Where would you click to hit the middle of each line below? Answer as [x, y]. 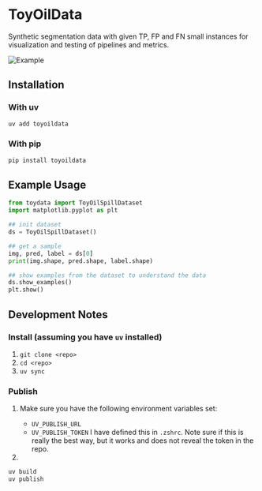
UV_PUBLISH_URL [56, 425]
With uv [24, 107]
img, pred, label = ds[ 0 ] [51, 253]
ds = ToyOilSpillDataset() [52, 232]
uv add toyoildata [38, 124]
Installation [36, 85]
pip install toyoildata [47, 160]
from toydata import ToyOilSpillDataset [76, 203]
